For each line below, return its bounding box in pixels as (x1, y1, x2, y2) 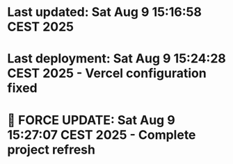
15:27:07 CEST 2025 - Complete (7, 126, 196, 142)
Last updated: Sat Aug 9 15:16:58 (7, 4, 202, 20)
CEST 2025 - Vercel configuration (7, 65, 207, 81)
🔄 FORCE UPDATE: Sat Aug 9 (7, 112, 175, 128)
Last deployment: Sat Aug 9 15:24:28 (7, 51, 226, 67)
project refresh (7, 142, 96, 157)
